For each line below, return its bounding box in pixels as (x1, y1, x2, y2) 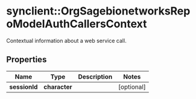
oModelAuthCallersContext (6, 17, 147, 31)
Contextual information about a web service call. (6, 37, 127, 44)
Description (78, 72, 113, 81)
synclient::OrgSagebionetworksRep (6, 4, 191, 18)
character (43, 83, 72, 91)
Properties (6, 54, 47, 65)
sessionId (9, 83, 38, 91)
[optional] (118, 83, 146, 91)
